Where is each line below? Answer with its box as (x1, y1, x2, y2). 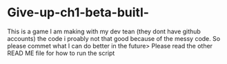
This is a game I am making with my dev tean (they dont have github (7, 27, 201, 35)
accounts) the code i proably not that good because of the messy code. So (7, 34, 221, 42)
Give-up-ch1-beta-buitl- (7, 5, 150, 20)
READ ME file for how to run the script (7, 49, 115, 57)
